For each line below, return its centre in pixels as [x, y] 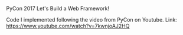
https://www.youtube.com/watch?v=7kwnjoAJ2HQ [68, 26]
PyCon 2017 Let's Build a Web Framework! [58, 8]
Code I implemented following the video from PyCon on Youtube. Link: [91, 20]
